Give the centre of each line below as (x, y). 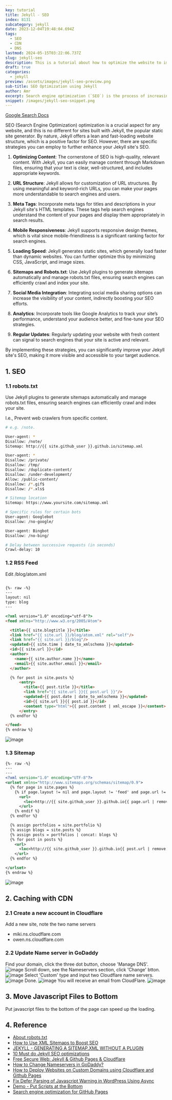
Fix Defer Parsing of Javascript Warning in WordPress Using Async (83, 1081)
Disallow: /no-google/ (29, 522)
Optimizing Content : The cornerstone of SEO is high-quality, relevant (86, 157)
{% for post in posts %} (36, 839)
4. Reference (26, 1025)
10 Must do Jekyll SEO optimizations (51, 1054)
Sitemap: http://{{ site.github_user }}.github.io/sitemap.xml (74, 446)
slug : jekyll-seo (24, 58)
